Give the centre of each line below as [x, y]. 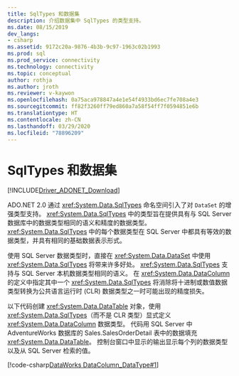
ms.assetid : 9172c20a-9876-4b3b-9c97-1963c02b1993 [84, 47]
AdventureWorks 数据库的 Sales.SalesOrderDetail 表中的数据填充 [102, 333]
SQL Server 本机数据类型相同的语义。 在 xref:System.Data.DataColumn [125, 274]
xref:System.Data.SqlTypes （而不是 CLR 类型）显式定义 [89, 315]
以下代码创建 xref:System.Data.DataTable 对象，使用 [84, 306]
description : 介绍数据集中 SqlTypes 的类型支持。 [76, 21]
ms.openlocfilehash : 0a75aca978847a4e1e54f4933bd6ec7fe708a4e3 [103, 100]
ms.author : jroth [33, 87]
